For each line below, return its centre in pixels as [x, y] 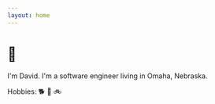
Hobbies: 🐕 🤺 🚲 [35, 91]
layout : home [29, 15]
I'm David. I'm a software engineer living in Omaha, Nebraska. [107, 76]
